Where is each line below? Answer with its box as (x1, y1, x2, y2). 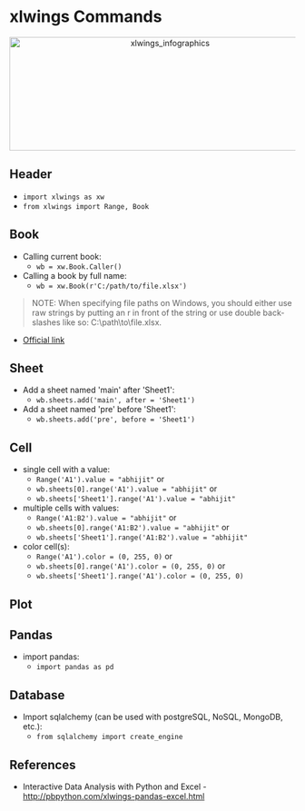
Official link (22, 334, 65, 345)
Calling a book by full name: (22, 270, 127, 281)
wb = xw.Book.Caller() (35, 262, 123, 272)
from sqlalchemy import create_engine (35, 733, 183, 742)
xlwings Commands (9, 6, 162, 27)
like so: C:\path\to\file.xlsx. (62, 316, 162, 328)
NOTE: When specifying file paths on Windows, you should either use (31, 297, 292, 308)
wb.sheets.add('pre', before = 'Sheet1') (35, 415, 195, 424)
